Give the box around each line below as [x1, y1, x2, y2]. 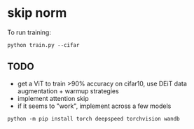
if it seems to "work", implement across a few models [17, 102, 172, 110]
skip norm [7, 5, 67, 21]
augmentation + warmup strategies [17, 86, 119, 95]
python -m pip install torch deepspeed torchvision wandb [7, 115, 180, 122]
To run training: [7, 28, 51, 36]
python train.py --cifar [7, 41, 80, 48]
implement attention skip [17, 94, 89, 102]
